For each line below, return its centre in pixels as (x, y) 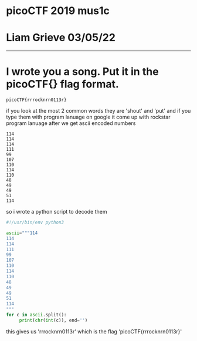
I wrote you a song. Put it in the (83, 72)
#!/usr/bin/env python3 (35, 222)
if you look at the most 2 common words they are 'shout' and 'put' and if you (98, 111)
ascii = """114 (22, 233)
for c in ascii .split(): (36, 315)
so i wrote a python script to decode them (57, 212)
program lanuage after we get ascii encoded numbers (71, 123)
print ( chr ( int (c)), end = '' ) (53, 320)
